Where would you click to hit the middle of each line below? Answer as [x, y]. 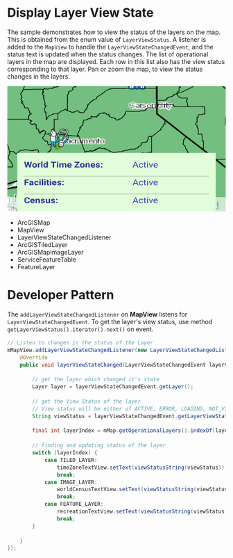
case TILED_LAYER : [71, 460]
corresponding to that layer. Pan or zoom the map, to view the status [105, 69]
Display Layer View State [80, 13]
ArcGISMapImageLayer [50, 252]
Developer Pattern [61, 295]
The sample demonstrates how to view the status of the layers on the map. [114, 32]
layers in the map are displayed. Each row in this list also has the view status [116, 61]
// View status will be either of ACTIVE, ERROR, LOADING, [119, 408]
